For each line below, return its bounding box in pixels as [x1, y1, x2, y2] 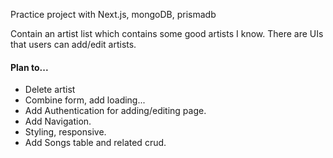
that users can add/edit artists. [10, 39, 137, 50]
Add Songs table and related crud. [24, 137, 167, 149]
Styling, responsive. [24, 126, 107, 138]
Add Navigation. [24, 115, 92, 128]
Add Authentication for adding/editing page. [24, 105, 207, 117]
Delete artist [24, 84, 76, 96]
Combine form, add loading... [24, 94, 146, 106]
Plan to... [10, 61, 49, 73]
